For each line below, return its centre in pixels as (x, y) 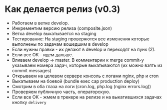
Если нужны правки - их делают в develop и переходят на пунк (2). (84, 49)
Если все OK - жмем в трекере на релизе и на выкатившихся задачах (87, 97)
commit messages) (31, 70)
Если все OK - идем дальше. (42, 55)
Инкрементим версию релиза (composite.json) (62, 28)
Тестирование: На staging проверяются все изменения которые (80, 39)
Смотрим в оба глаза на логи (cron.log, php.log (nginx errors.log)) (81, 86)
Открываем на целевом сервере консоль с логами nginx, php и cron (85, 76)
